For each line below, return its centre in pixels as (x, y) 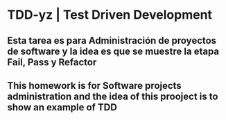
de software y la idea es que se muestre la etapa (113, 51)
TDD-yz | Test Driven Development (110, 15)
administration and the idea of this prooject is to (113, 96)
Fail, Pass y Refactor (52, 62)
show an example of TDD (62, 107)
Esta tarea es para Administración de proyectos (112, 41)
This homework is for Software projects (94, 86)
